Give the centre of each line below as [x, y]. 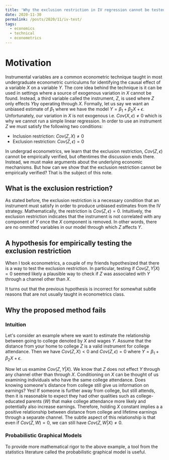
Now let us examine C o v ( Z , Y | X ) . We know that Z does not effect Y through [82, 369]
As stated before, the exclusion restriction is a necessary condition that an [82, 201]
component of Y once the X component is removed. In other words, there [81, 222]
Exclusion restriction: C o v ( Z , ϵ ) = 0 [48, 141]
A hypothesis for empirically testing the [69, 243]
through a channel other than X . [38, 279]
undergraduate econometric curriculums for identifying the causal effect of [83, 82]
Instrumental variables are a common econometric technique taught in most [84, 77]
